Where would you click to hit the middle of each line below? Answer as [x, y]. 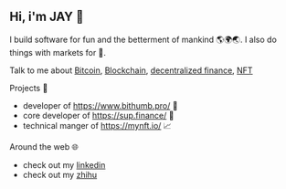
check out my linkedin [64, 164]
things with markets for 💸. [58, 52]
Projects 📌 [29, 88]
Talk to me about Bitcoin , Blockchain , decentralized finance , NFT [131, 70]
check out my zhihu [60, 174]
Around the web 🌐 [44, 146]
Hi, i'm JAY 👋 [47, 17]
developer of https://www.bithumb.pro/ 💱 [100, 105]
